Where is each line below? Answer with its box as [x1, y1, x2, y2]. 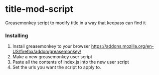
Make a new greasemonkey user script [12, 54, 92, 60]
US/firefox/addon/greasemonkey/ [12, 48, 81, 55]
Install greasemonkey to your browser [12, 43, 91, 49]
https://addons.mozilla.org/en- [91, 43, 154, 49]
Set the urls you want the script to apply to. [12, 64, 101, 70]
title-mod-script [5, 3, 74, 15]
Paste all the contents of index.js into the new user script [12, 59, 129, 65]
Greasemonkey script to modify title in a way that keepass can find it [5, 20, 146, 26]
